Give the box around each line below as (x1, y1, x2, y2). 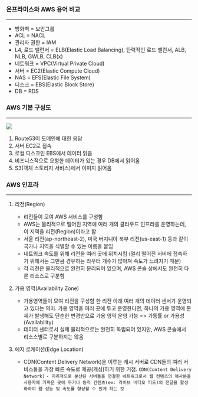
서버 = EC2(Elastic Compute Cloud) (14, 67, 100, 74)
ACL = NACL (14, 32, 46, 39)
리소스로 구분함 (29, 272, 65, 279)
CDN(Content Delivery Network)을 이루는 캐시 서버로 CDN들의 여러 (23, 358, 183, 365)
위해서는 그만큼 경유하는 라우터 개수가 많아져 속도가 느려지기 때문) (29, 257, 181, 264)
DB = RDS (14, 87, 39, 95)
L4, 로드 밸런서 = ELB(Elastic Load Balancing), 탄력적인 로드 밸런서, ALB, (14, 46, 187, 54)
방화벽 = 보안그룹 (14, 25, 55, 32)
